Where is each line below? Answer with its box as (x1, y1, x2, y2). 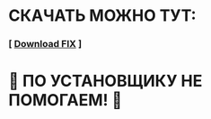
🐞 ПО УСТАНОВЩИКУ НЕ (8, 71, 203, 91)
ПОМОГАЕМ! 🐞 (8, 90, 123, 111)
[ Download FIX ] (8, 38, 83, 50)
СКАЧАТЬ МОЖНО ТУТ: (8, 5, 197, 26)
